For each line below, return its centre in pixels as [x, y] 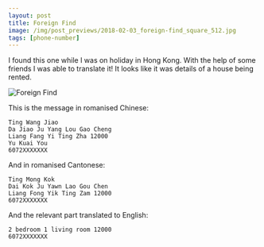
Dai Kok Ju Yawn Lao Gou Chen [58, 187]
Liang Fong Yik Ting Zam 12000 [60, 194]
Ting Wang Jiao [33, 123]
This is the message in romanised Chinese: [79, 108]
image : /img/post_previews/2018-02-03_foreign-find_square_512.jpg [122, 30]
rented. [20, 77]
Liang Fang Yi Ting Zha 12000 [58, 137]
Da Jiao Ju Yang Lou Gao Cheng [60, 129]
